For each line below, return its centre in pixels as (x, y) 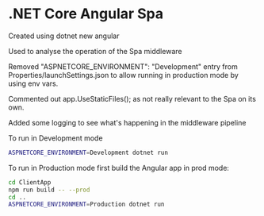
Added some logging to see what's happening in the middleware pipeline (127, 122)
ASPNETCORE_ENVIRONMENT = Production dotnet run (86, 204)
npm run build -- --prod (49, 190)
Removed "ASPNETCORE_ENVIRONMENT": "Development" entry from (123, 66)
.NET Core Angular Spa (86, 14)
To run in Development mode (55, 138)
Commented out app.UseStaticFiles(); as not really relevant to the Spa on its (132, 98)
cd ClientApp (30, 182)
